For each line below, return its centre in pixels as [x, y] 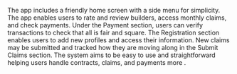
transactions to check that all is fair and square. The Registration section [114, 32]
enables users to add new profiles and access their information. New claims [118, 40]
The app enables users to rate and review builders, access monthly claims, [117, 18]
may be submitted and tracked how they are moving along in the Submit [113, 48]
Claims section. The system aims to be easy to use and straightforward [111, 55]
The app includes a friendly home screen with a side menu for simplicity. [114, 10]
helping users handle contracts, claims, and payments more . [97, 62]
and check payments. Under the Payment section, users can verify [105, 25]
